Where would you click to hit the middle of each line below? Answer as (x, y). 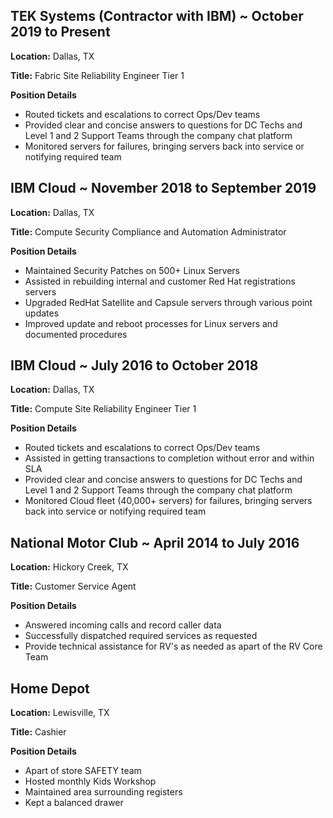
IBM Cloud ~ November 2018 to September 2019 (163, 188)
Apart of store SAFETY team (83, 771)
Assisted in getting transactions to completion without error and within (169, 458)
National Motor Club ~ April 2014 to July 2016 (155, 542)
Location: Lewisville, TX (60, 713)
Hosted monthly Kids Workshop (90, 781)
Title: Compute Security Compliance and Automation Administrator (148, 231)
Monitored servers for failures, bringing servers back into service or (164, 146)
